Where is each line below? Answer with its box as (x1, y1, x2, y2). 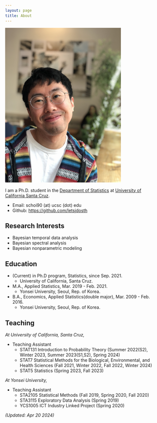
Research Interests (5, 222, 65, 230)
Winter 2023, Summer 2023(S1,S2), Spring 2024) (19, 352, 120, 358)
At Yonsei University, (5, 377, 47, 383)
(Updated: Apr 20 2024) (5, 412, 54, 418)
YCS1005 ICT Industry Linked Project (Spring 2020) (19, 402, 125, 408)
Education (5, 260, 38, 268)
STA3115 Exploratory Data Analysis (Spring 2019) (19, 397, 119, 403)
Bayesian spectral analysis (12, 240, 67, 246)
